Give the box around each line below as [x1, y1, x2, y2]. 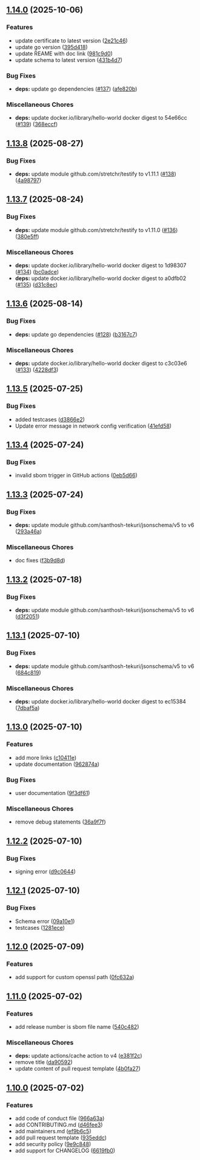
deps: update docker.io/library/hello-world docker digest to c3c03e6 [15, 360, 188, 367]
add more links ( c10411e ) [15, 754, 77, 761]
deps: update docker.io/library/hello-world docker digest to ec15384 [15, 698, 187, 705]
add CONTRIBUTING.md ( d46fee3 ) [15, 1121, 103, 1128]
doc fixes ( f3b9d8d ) [15, 557, 65, 564]
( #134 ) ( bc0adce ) [15, 268, 59, 275]
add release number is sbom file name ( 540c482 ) [15, 1023, 139, 1030]
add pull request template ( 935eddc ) [15, 1134, 107, 1141]
